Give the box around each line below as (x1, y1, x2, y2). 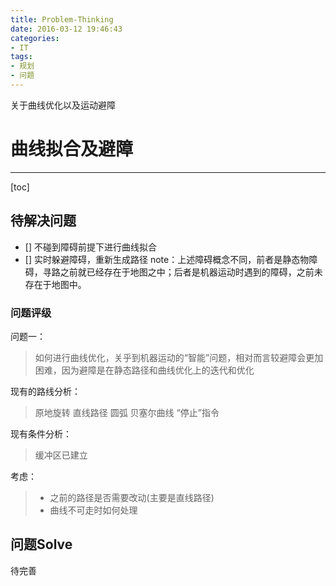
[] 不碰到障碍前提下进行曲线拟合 (24, 241, 157, 253)
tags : (10, 52, 33, 62)
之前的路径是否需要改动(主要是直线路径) (49, 491, 215, 503)
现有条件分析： (10, 427, 72, 440)
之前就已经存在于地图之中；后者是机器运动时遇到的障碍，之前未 (59, 266, 323, 278)
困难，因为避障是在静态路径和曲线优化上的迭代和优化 (34, 364, 255, 376)
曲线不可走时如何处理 (49, 504, 138, 516)
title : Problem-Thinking (10, 14, 114, 25)
